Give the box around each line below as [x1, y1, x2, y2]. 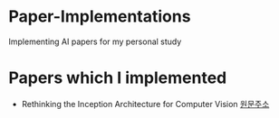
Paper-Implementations [8, 6, 191, 27]
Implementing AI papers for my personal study [8, 36, 182, 47]
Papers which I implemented [8, 68, 227, 88]
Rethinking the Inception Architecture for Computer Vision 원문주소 [21, 98, 270, 109]
